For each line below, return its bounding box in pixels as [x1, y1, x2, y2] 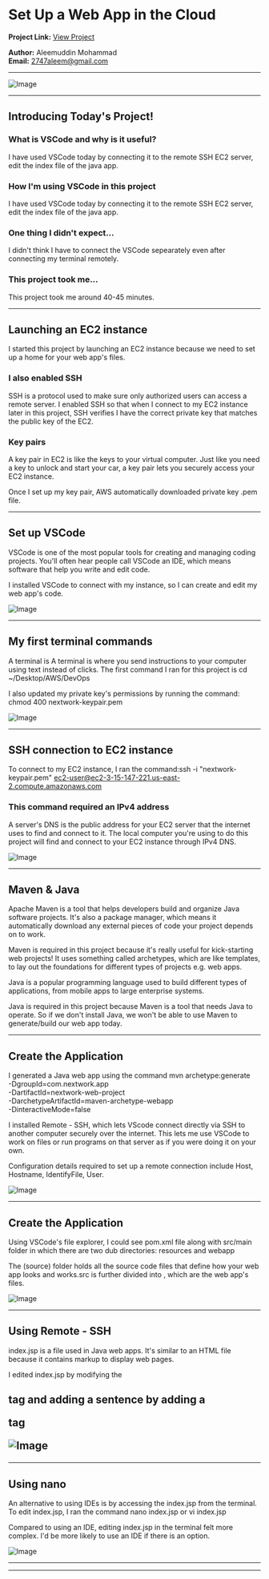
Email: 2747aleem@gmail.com [8, 56, 109, 66]
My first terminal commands [8, 635, 153, 649]
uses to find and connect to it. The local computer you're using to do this [8, 828, 248, 838]
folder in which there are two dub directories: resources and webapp [8, 1246, 235, 1256]
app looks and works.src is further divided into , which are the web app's [8, 1270, 249, 1280]
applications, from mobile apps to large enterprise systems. [8, 986, 205, 996]
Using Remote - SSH [8, 1324, 112, 1338]
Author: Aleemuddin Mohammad [8, 47, 118, 57]
